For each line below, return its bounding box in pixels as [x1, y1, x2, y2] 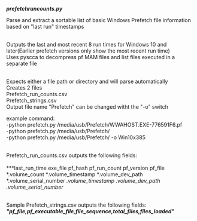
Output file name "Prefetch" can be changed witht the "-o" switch [6, 103, 169, 110]
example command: [6, 115, 55, 122]
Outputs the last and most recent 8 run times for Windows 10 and [6, 41, 167, 48]
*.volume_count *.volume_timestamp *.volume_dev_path [6, 171, 143, 178]
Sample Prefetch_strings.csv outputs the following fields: [6, 201, 147, 208]
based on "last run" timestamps [6, 23, 84, 30]
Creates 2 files [6, 84, 43, 91]
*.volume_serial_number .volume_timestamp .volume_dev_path [6, 177, 160, 184]
